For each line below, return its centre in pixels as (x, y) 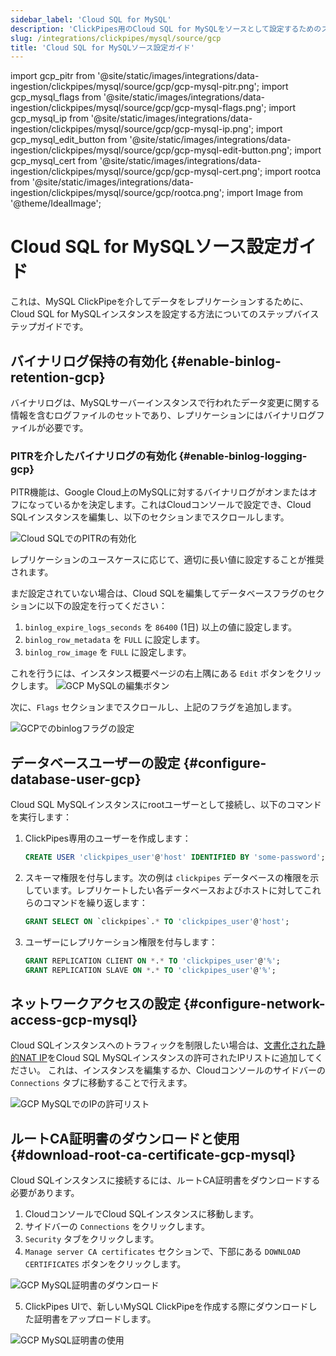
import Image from (265, 193)
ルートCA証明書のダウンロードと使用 (125, 1138)
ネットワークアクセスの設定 (95, 1004)
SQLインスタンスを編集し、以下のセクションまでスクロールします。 (150, 517)
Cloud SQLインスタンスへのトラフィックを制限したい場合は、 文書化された (163, 1045)
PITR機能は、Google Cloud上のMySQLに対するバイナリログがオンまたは (159, 492)
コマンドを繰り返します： (95, 902)
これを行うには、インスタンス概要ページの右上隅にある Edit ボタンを (153, 673)
